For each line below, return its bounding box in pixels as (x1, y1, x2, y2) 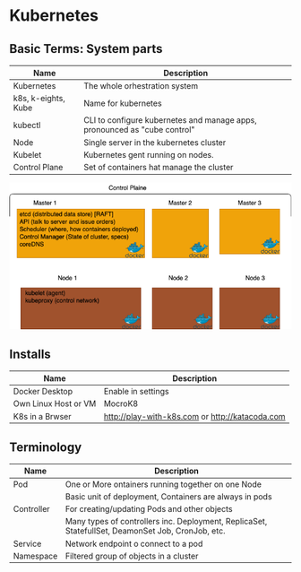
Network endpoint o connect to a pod (64, 538, 203, 549)
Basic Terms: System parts (9, 41, 163, 56)
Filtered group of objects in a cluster (64, 550, 199, 561)
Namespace (13, 550, 58, 561)
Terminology (9, 439, 82, 455)
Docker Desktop (13, 386, 73, 397)
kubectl (13, 119, 41, 130)
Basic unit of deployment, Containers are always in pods (64, 490, 272, 502)
